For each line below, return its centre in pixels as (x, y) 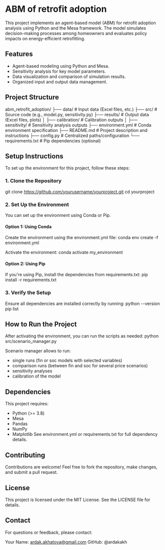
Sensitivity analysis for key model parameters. (59, 71)
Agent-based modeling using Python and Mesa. (61, 66)
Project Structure (32, 97)
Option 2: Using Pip (25, 263)
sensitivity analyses (32, 371)
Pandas (20, 424)
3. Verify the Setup (28, 293)
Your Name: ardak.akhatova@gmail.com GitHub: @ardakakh (66, 542)
